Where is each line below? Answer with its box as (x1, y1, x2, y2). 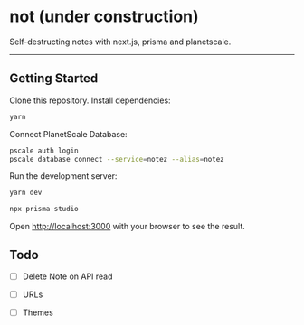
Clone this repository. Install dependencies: (9, 95, 171, 106)
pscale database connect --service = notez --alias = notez (9, 154, 224, 163)
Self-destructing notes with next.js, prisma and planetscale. (9, 36, 232, 47)
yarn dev (9, 188, 43, 198)
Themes (22, 307, 54, 318)
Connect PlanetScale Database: (9, 128, 128, 139)
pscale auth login (9, 146, 79, 155)
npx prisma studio (9, 205, 79, 214)
